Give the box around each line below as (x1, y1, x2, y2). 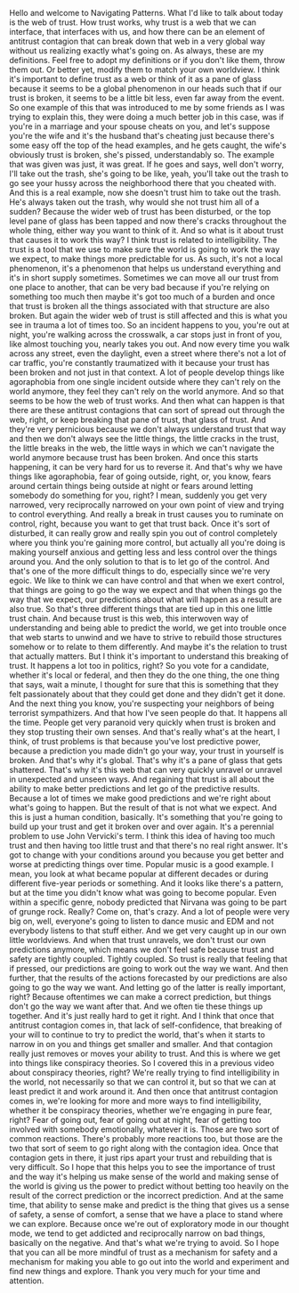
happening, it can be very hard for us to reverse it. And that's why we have (9, 462, 283, 472)
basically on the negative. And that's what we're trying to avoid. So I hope (9, 1238, 279, 1248)
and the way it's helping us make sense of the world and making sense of (9, 1171, 279, 1182)
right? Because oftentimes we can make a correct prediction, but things (9, 992, 271, 1002)
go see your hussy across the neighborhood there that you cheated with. (9, 178, 277, 188)
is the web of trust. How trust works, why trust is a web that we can (9, 17, 256, 28)
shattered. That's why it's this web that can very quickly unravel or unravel (9, 765, 283, 775)
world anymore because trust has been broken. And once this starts (9, 452, 259, 462)
